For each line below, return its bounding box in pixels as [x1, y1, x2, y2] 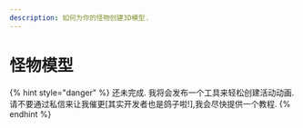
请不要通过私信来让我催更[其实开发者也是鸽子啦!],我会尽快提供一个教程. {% [9, 98, 291, 109]
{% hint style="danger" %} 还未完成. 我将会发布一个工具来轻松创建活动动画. [9, 87, 295, 98]
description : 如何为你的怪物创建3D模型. [9, 13, 150, 23]
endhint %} [9, 108, 52, 119]
